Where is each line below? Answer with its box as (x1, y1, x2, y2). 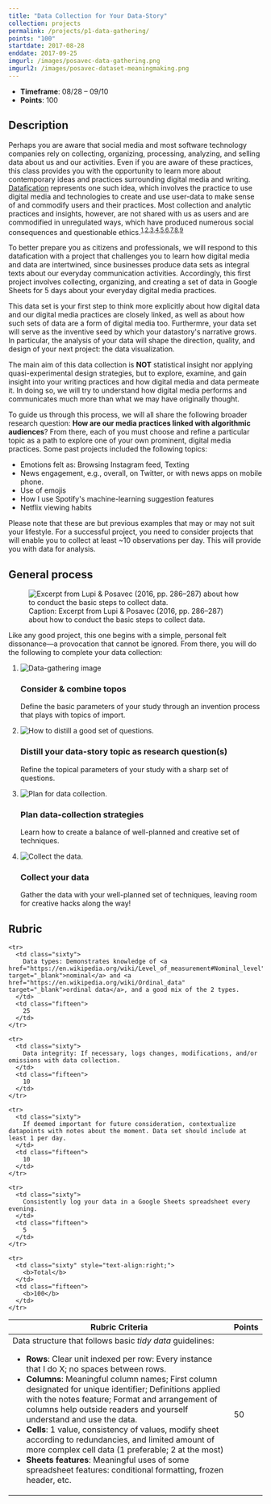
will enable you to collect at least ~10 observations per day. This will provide (8, 536, 261, 545)
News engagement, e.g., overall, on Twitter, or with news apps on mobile (19, 468, 262, 478)
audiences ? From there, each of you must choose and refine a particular (8, 427, 250, 437)
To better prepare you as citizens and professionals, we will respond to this (8, 243, 258, 253)
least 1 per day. (8, 1134, 67, 1143)
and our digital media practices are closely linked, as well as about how (8, 310, 245, 320)
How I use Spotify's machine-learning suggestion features (19, 494, 215, 504)
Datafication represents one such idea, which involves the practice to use (8, 183, 252, 192)
